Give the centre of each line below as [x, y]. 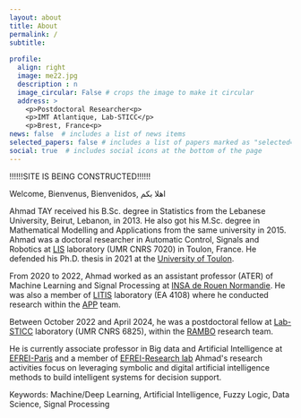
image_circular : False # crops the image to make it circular [136, 92]
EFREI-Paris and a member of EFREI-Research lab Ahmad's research [136, 358]
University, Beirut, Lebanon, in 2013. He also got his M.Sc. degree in [135, 220]
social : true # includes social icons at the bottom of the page [136, 150]
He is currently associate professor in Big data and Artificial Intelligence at [146, 348]
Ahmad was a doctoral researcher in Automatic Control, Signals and [134, 239]
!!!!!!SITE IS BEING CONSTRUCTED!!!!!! [80, 176]
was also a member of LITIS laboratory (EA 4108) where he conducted [139, 294]
